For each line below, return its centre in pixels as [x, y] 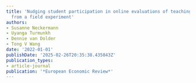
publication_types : [30, 60]
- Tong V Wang [23, 44]
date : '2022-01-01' [30, 50]
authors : [17, 22]
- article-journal [28, 66]
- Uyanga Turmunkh [28, 33]
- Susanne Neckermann [32, 28]
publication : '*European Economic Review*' [60, 71]
